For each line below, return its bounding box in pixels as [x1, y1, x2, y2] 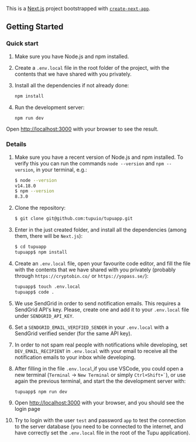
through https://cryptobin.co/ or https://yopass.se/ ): [14, 272, 149, 279]
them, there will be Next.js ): [14, 233, 83, 240]
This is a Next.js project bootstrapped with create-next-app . [6, 5, 151, 12]
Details [6, 140, 27, 148]
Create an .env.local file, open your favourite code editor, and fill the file [14, 260, 191, 267]
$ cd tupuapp [14, 244, 47, 250]
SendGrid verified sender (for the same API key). [14, 329, 132, 336]
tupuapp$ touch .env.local [14, 284, 81, 290]
